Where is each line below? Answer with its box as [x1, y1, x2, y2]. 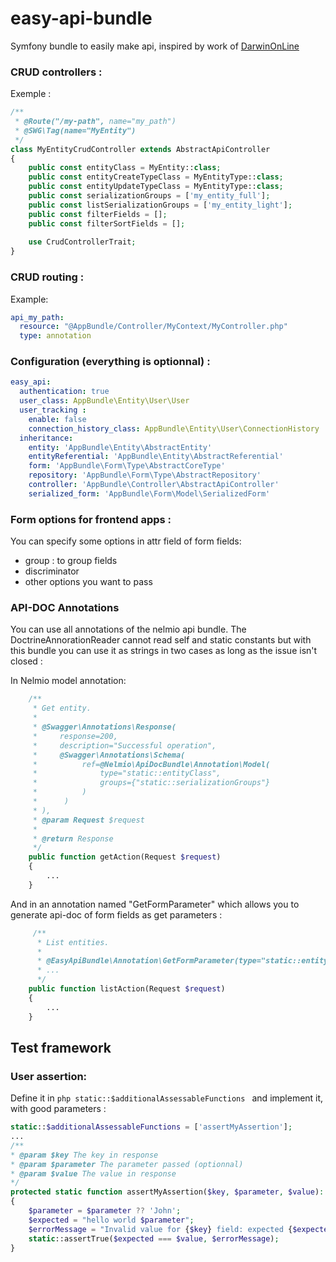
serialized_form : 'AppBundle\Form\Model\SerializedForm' [28, 488, 271, 499]
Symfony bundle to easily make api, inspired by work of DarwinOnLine [10, 40, 300, 52]
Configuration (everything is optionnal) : [10, 355, 211, 369]
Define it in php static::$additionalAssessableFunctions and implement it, [10, 1092, 324, 1104]
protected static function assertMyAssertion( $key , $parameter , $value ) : [10, 1187, 325, 1197]
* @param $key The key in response [10, 1150, 159, 1160]
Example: [10, 293, 49, 305]
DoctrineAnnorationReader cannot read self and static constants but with [10, 634, 312, 646]
